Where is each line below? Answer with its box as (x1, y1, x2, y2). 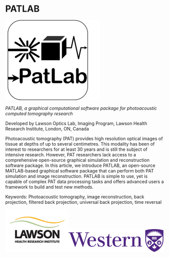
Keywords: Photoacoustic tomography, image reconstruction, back (5, 194, 145, 200)
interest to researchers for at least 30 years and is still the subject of (5, 146, 148, 152)
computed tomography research (5, 111, 73, 117)
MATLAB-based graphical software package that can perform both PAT (5, 168, 154, 174)
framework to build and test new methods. (5, 184, 94, 190)
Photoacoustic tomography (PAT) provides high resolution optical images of (5, 136, 163, 142)
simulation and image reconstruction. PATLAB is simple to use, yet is (5, 173, 148, 180)
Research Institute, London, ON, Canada (5, 126, 90, 132)
